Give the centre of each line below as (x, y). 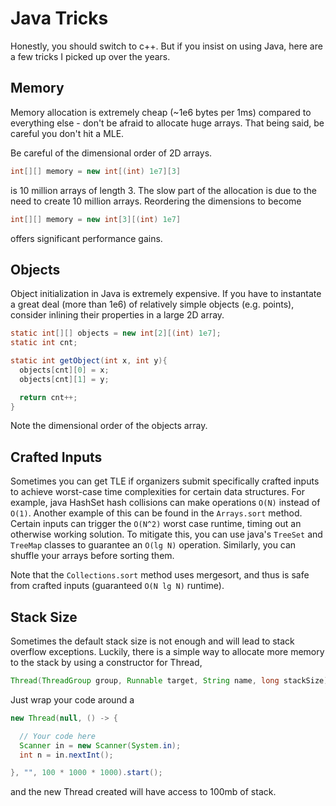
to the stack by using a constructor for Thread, (106, 663)
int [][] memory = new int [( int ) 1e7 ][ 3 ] (96, 171)
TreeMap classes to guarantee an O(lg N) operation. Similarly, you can (153, 545)
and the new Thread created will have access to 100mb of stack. (143, 792)
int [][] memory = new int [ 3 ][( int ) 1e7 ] (96, 219)
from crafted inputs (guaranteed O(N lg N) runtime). (117, 586)
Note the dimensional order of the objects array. (109, 426)
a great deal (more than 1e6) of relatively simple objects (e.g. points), (152, 304)
